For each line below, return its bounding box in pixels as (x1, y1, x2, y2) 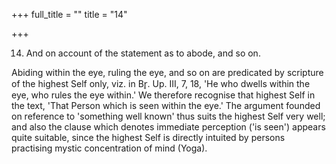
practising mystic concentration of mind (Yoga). (11, 142, 208, 154)
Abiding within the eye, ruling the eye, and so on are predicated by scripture (11, 67, 324, 78)
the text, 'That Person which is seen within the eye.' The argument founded (11, 100, 321, 111)
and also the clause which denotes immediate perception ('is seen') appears (11, 121, 326, 133)
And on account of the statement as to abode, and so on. (25, 47, 261, 59)
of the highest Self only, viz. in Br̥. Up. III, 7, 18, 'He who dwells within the (11, 78, 311, 89)
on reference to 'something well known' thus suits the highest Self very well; (11, 110, 326, 122)
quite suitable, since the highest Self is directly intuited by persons (11, 132, 286, 143)
